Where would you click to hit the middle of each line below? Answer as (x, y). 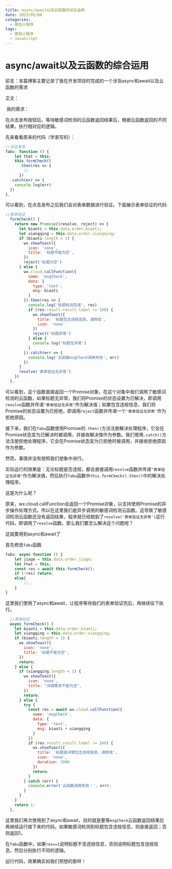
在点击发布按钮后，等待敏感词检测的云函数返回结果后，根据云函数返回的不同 (86, 120)
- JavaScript (24, 39)
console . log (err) (33, 185)
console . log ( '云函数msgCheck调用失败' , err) (73, 357)
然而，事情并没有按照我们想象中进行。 (46, 458)
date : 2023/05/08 (24, 15)
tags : (11, 29)
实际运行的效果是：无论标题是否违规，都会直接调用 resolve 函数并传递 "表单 (83, 469)
